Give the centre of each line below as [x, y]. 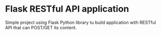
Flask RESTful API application [67, 9]
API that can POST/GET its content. [41, 27]
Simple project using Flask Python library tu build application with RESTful [80, 22]
